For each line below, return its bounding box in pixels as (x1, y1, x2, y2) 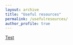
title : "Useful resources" (5, 12, 61, 17)
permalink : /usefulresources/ (5, 16, 68, 21)
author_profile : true (5, 21, 50, 26)
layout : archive (5, 7, 39, 12)
